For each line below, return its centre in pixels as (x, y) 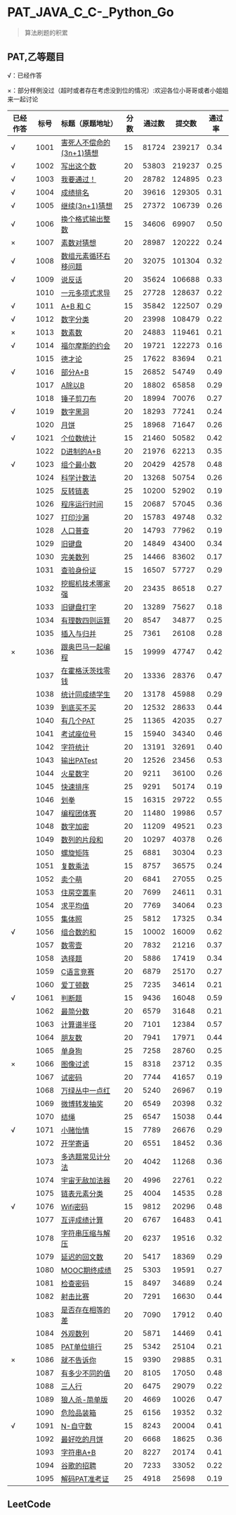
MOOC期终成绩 (86, 1270)
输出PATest (79, 760)
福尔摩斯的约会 (86, 346)
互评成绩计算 (82, 1220)
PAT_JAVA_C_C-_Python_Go (91, 12)
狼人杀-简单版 (84, 1399)
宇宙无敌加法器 (86, 1180)
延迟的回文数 (82, 1257)
